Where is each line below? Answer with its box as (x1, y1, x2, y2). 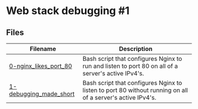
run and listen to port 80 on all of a (82, 62, 179, 70)
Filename (29, 45, 57, 53)
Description (118, 45, 153, 53)
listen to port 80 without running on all (82, 86, 189, 94)
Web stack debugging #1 (6, 4, 130, 18)
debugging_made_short (9, 90, 75, 98)
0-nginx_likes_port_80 (9, 62, 72, 70)
